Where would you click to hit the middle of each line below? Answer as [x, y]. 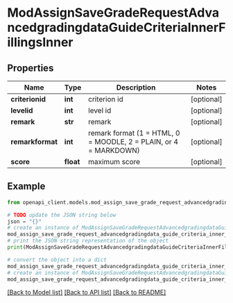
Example [26, 187]
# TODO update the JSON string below [62, 215]
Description [136, 87]
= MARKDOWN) [114, 150]
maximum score [114, 162]
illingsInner [40, 42]
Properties [31, 68]
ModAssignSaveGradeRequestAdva [113, 13]
